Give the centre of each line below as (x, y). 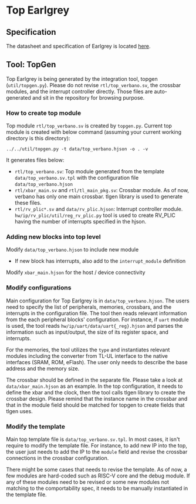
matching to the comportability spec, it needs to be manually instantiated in (97, 488)
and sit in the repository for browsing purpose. (88, 97)
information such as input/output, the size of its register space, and (87, 332)
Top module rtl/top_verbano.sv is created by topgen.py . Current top (89, 126)
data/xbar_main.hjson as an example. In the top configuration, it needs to (94, 386)
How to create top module (43, 113)
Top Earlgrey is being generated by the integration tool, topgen (82, 79)
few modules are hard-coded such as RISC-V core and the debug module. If (98, 476)
